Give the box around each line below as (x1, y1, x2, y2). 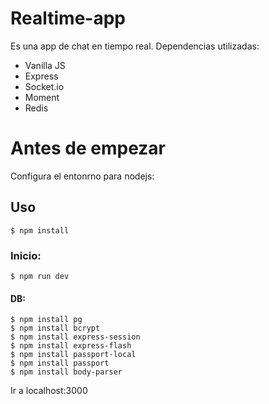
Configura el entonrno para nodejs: (10, 170, 155, 182)
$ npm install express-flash (10, 341, 132, 351)
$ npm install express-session (10, 332, 141, 342)
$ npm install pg (10, 315, 83, 325)
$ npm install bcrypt (10, 323, 101, 334)
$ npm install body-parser (10, 367, 123, 377)
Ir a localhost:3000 (10, 385, 88, 397)
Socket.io (24, 80, 65, 92)
